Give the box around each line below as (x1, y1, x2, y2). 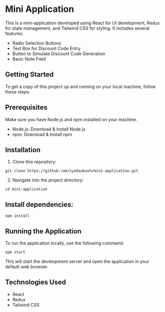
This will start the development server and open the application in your (5, 258, 150, 264)
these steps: (5, 88, 31, 95)
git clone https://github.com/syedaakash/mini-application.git (5, 168, 139, 173)
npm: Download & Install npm (12, 131, 72, 137)
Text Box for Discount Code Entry (12, 45, 81, 51)
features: (5, 30, 24, 36)
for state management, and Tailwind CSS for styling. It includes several (5, 25, 150, 31)
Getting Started (5, 71, 54, 79)
